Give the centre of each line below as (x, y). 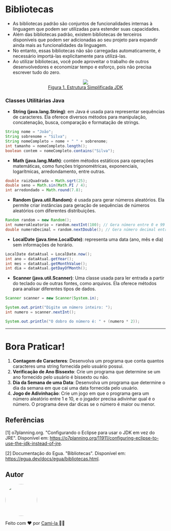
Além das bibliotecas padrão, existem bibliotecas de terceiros (77, 34)
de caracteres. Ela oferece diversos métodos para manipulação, (80, 117)
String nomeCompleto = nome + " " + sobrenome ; (57, 141)
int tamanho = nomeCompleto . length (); (46, 146)
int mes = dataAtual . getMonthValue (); (46, 264)
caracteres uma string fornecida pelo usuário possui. (68, 366)
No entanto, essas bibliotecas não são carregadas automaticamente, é (87, 50)
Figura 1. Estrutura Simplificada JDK (85, 87)
